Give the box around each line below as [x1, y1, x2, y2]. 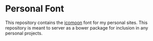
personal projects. [5, 30, 43, 36]
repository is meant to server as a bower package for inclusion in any [5, 24, 148, 30]
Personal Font [5, 3, 64, 14]
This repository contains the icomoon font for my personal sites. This [5, 19, 148, 25]
